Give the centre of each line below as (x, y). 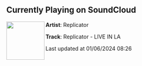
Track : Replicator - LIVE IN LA (83, 37)
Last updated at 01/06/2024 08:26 (89, 48)
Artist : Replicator (67, 24)
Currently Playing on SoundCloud (71, 10)
